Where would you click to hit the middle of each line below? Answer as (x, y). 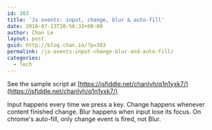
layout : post (26, 39)
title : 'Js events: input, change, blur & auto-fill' (86, 20)
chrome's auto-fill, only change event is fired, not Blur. (84, 119)
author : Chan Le (30, 32)
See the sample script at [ (44, 83)
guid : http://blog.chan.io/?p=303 (57, 45)
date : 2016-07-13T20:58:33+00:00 (55, 26)
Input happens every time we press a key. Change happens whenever (106, 104)
